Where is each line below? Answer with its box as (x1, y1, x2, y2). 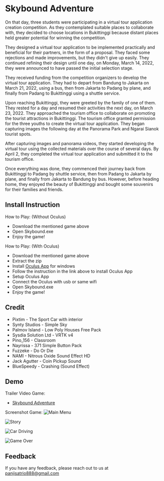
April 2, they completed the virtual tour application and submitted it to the (5, 151, 153, 157)
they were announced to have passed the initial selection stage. (5, 65, 134, 71)
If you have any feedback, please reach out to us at (5, 465, 109, 471)
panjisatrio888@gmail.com (5, 470, 60, 476)
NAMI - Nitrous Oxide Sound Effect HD (12, 353, 91, 358)
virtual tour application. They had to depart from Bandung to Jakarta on (5, 79, 149, 86)
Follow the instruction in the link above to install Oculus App (12, 268, 133, 274)
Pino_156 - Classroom (12, 337, 56, 343)
